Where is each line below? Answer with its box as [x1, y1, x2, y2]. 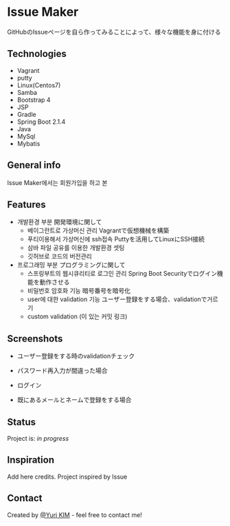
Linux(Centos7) [16, 80, 61, 89]
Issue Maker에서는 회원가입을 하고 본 [7, 178, 108, 186]
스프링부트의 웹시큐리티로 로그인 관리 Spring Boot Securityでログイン [27, 270, 218, 278]
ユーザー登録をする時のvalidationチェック [16, 352, 135, 360]
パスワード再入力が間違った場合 [16, 366, 108, 375]
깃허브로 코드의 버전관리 [27, 252, 93, 261]
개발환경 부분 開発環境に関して [16, 218, 102, 226]
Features [7, 199, 46, 210]
